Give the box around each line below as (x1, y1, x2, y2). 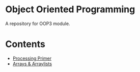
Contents (5, 38, 46, 50)
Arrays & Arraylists (12, 60, 52, 67)
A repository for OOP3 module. (5, 20, 70, 27)
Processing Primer (12, 55, 52, 61)
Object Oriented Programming (5, 4, 135, 15)
